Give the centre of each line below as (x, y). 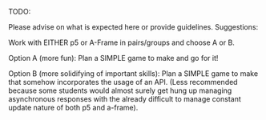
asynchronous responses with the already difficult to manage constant (125, 99)
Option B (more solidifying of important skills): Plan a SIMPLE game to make (133, 74)
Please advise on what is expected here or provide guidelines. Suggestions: (133, 27)
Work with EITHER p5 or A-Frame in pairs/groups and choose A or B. (121, 42)
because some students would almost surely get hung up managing (120, 90)
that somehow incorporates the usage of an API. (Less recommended (123, 82)
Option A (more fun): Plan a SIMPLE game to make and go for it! (113, 58)
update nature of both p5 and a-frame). (73, 108)
